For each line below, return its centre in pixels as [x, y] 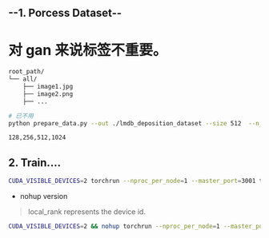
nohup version [44, 196]
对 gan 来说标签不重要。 [88, 50]
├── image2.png [48, 94]
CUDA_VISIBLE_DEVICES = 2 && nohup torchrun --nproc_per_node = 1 [114, 227]
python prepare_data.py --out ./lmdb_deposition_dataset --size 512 [125, 123]
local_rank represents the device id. [87, 212]
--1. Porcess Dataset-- [65, 13]
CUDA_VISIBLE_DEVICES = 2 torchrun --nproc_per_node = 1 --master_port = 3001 [132, 181]
